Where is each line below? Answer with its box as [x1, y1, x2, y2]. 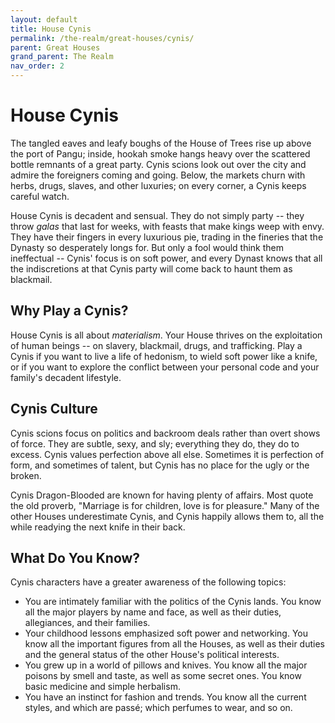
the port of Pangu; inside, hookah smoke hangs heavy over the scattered [10, 147, 311, 160]
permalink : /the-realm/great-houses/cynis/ [10, 33, 195, 43]
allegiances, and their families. [24, 617, 151, 629]
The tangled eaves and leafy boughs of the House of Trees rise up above [10, 137, 312, 149]
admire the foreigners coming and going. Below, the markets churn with [10, 169, 306, 181]
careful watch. [10, 190, 70, 202]
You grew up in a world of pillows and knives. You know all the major [24, 659, 308, 671]
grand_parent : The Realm [10, 52, 114, 62]
